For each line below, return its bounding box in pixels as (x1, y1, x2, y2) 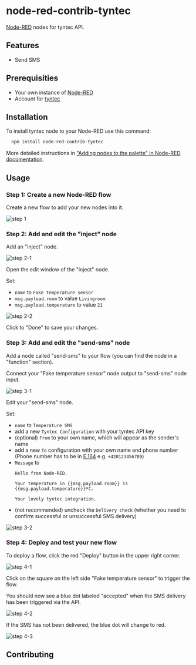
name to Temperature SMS (14, 421, 73, 428)
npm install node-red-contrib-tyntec (11, 139, 104, 145)
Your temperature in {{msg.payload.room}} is (14, 481, 128, 486)
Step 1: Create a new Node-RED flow (6, 190, 111, 199)
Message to (14, 459, 40, 466)
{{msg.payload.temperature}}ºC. (14, 486, 94, 492)
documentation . (6, 156, 45, 163)
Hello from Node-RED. (14, 470, 67, 476)
